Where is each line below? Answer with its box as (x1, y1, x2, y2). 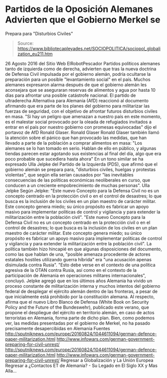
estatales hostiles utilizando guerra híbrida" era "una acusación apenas (5, 256, 152, 262)
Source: (17, 40, 34, 46)
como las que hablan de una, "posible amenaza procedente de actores (5, 251, 151, 257)
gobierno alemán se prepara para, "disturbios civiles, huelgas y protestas (5, 166, 156, 173)
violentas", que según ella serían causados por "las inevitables (5, 172, 134, 178)
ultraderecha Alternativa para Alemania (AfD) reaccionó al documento (5, 97, 149, 103)
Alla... (5, 368, 17, 374)
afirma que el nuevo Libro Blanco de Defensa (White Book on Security (5, 299, 149, 305)
